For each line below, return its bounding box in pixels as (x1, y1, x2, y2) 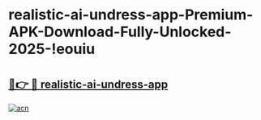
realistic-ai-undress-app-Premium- (8, 6, 254, 24)
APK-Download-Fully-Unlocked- (8, 23, 232, 41)
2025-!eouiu (8, 40, 96, 58)
